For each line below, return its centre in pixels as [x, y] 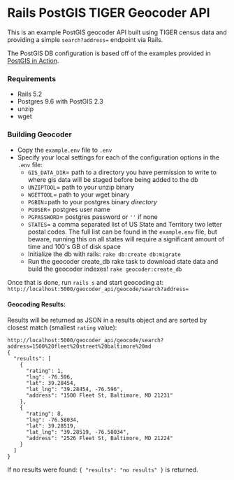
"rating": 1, [45, 371]
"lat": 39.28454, [51, 383]
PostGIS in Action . [33, 60]
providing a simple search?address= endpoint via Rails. [85, 39]
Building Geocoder [39, 134]
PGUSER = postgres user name [69, 209]
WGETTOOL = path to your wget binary [79, 195]
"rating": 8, [45, 414]
